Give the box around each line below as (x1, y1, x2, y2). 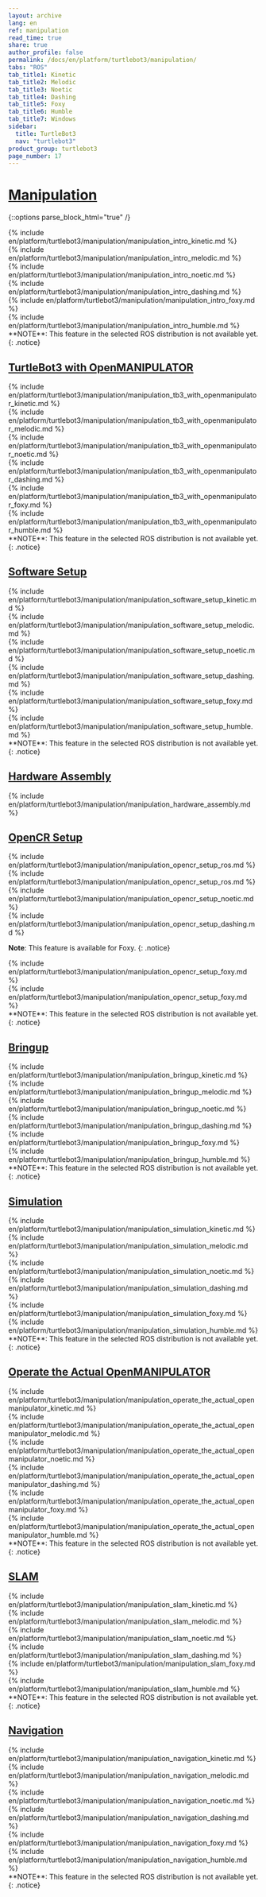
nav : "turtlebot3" (15, 137, 77, 145)
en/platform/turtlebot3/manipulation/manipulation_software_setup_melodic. (8, 620, 255, 629)
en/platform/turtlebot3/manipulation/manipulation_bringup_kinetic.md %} (8, 1070, 249, 1080)
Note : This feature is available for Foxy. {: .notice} (8, 943, 171, 953)
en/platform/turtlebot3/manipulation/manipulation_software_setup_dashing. (8, 671, 255, 680)
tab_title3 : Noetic (8, 85, 73, 94)
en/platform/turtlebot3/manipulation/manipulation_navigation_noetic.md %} (8, 1795, 256, 1805)
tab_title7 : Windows (8, 115, 77, 123)
